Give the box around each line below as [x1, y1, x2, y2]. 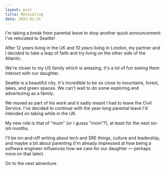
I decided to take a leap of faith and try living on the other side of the [5, 50, 146, 56]
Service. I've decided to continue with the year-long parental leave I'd [5, 105, 148, 112]
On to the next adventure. [5, 161, 58, 167]
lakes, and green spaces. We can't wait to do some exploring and [5, 85, 139, 91]
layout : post [5, 7, 32, 12]
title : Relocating [5, 12, 43, 17]
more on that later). [5, 151, 45, 157]
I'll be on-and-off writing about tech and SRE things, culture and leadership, [5, 135, 161, 141]
